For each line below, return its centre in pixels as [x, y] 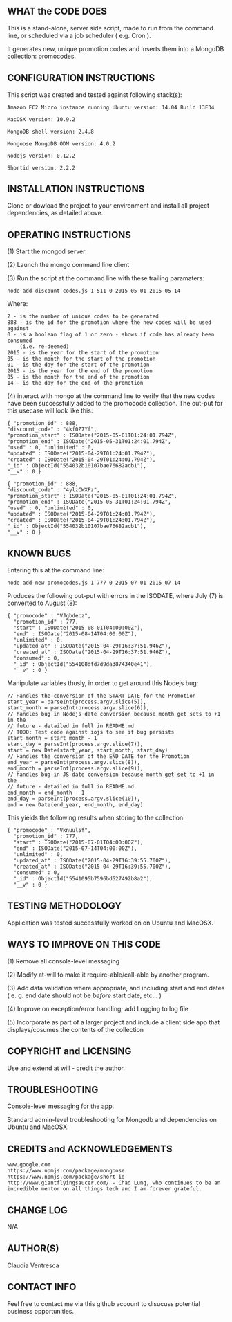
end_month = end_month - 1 [46, 793]
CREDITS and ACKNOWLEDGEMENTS [90, 1149]
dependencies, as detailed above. [55, 213]
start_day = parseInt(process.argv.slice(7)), [75, 744]
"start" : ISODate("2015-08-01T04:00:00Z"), [78, 628]
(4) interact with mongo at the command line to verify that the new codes [111, 396]
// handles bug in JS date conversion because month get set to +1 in [111, 775]
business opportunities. [41, 1311]
